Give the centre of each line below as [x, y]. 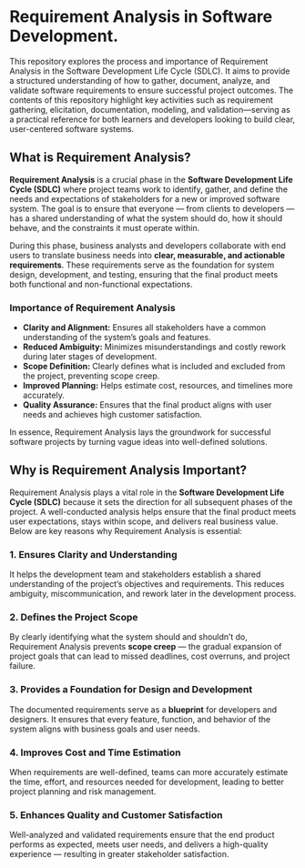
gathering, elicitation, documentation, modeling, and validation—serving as [150, 109]
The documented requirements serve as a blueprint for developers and [143, 709]
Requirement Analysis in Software [141, 17]
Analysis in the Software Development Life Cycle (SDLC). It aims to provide [150, 71]
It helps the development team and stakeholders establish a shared [135, 574]
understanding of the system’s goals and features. [117, 338]
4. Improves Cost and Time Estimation [96, 752]
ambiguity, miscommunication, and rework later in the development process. [153, 594]
